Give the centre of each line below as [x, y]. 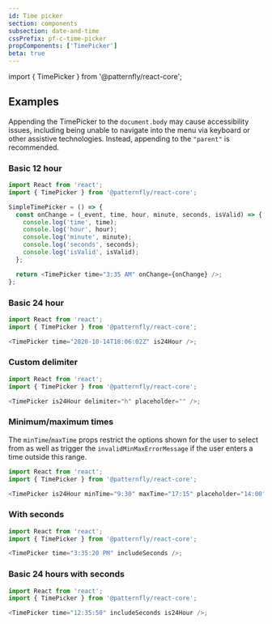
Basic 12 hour [35, 168]
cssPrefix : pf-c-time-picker [57, 38]
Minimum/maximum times [61, 422]
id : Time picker [36, 16]
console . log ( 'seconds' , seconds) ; [81, 245]
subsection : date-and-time [54, 31]
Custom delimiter [43, 363]
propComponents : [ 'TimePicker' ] [63, 46]
